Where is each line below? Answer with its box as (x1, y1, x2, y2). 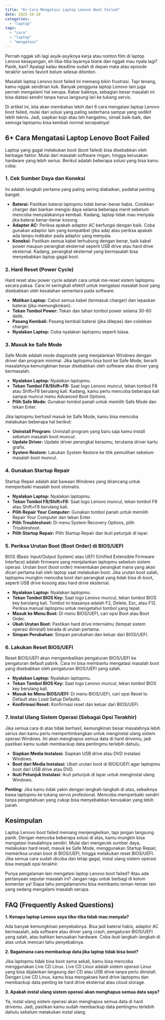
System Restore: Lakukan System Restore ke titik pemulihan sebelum (12, 450, 154, 456)
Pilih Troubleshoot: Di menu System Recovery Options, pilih (12, 519, 134, 525)
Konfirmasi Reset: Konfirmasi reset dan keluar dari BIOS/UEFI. (12, 701, 139, 707)
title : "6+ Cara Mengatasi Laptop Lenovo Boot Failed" (5, 7, 120, 12)
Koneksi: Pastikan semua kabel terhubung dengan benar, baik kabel (12, 238, 151, 244)
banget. (5, 191, 21, 197)
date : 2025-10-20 (5, 12, 41, 17)
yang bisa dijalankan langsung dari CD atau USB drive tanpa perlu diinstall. (5, 969, 157, 975)
